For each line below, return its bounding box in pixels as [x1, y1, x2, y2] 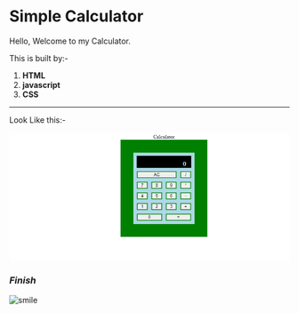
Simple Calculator [9, 6, 144, 27]
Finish [9, 274, 37, 286]
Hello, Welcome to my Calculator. [9, 36, 132, 46]
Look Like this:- [9, 114, 67, 125]
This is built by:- [9, 52, 69, 63]
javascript [21, 79, 61, 90]
